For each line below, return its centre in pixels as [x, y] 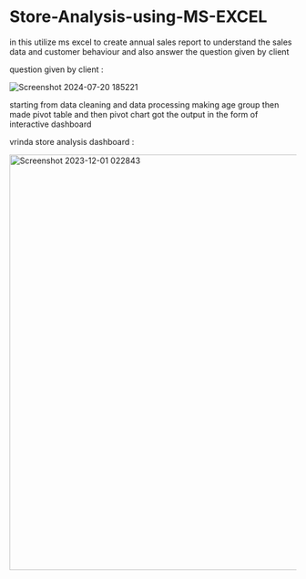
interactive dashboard [51, 124]
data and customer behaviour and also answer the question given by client [149, 51]
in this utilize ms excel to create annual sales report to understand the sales [151, 42]
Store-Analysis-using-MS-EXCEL [138, 17]
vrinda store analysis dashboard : [72, 141]
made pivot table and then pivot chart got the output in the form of [134, 114]
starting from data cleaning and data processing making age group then [144, 104]
